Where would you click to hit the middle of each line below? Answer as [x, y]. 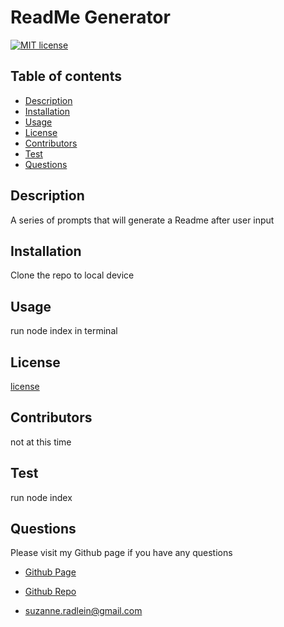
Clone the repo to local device [72, 275]
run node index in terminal [64, 331]
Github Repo [50, 592]
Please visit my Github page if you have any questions [121, 553]
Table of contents [66, 76]
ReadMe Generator [90, 17]
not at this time [41, 442]
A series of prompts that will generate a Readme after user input [142, 220]
